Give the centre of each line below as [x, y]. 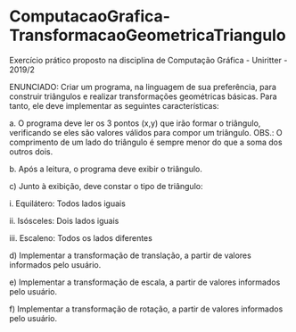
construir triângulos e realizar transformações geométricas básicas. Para [144, 96]
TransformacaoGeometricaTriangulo [148, 35]
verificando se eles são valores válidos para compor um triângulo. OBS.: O [146, 132]
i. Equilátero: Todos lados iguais [68, 203]
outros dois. [31, 151]
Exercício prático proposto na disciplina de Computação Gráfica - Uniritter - [148, 60]
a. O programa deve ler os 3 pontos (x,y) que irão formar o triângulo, [135, 123]
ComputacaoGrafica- [90, 17]
